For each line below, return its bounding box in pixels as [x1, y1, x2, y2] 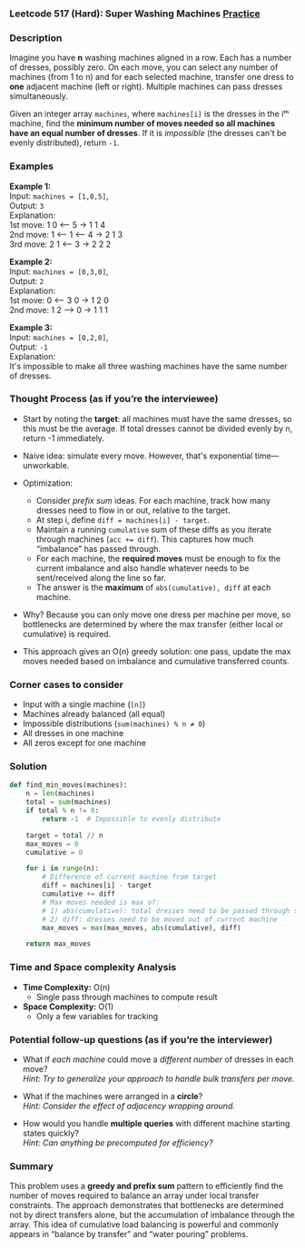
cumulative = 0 [25, 848, 84, 857]
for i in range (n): [25, 864, 100, 873]
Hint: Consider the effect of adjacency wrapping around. [22, 1100, 236, 1111]
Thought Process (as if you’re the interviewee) [9, 393, 220, 406]
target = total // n [25, 830, 103, 840]
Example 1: [9, 181, 52, 192]
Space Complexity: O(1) [22, 1001, 114, 1012]
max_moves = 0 [25, 839, 79, 849]
